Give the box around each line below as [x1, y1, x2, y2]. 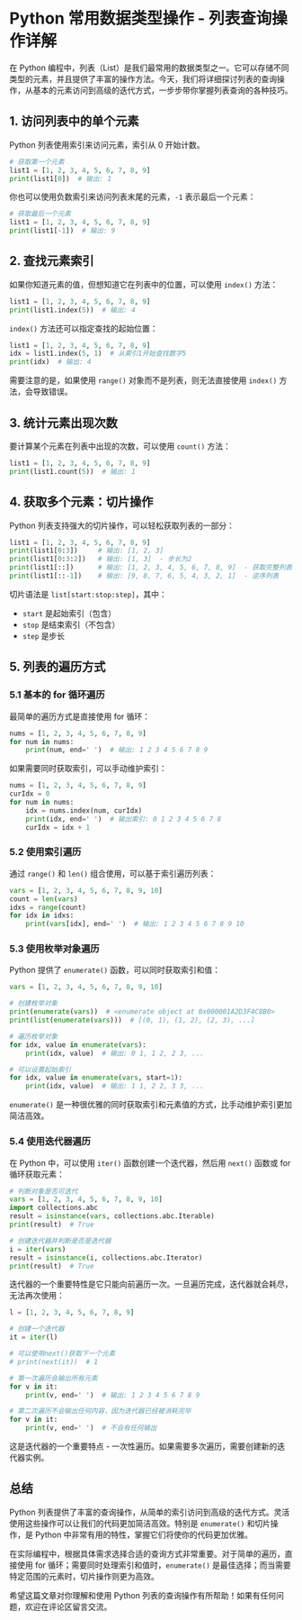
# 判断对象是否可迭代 [9, 1187, 78, 1196]
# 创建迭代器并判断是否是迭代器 [9, 1236, 111, 1245]
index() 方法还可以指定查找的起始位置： [9, 323, 159, 333]
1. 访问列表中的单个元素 [9, 114, 139, 129]
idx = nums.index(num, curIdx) [25, 805, 143, 815]
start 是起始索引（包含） [22, 607, 117, 618]
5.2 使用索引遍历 [9, 846, 82, 859]
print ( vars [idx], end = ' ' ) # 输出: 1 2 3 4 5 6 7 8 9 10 [25, 920, 244, 929]
